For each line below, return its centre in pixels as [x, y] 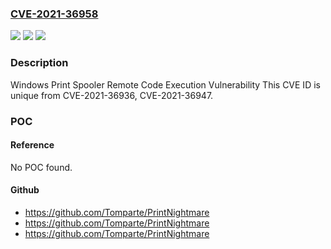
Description [39, 63]
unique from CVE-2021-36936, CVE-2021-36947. [112, 95]
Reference [32, 145]
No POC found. [41, 167]
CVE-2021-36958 [54, 14]
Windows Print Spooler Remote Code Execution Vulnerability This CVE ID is [165, 84]
